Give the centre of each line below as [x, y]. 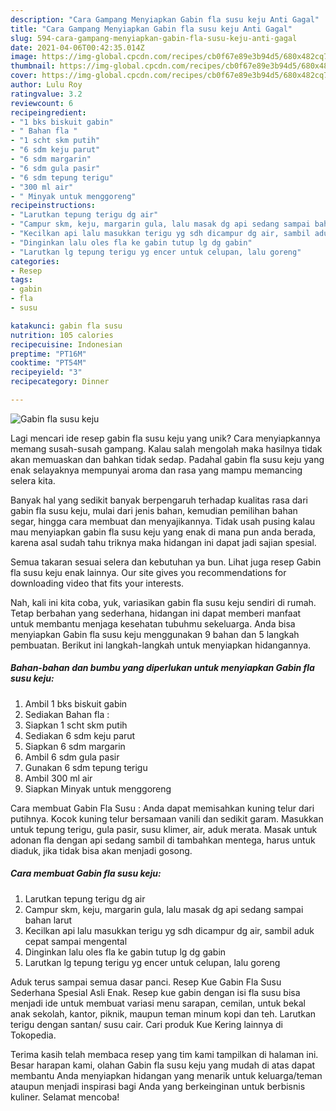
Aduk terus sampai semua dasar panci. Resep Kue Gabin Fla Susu [146, 982]
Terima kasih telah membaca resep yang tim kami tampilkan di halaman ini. [164, 1054]
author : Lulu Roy [46, 85]
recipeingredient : [48, 112]
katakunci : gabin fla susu [66, 326]
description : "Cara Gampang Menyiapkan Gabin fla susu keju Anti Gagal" [165, 19]
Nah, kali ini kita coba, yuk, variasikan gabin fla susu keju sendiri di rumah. [163, 602]
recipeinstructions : [53, 206]
